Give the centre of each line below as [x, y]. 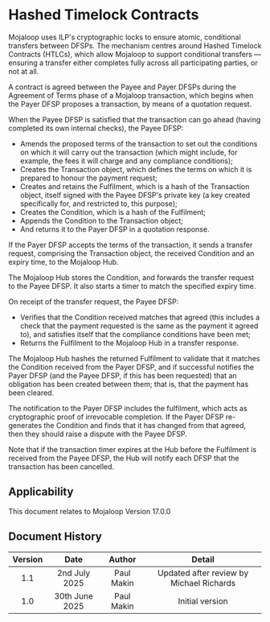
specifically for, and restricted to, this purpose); [99, 204]
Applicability [41, 492]
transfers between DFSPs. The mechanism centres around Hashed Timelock [135, 45]
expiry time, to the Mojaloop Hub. [63, 262]
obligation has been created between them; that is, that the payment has [129, 384]
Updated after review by [203, 573]
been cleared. [31, 393]
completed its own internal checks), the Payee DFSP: [96, 128]
